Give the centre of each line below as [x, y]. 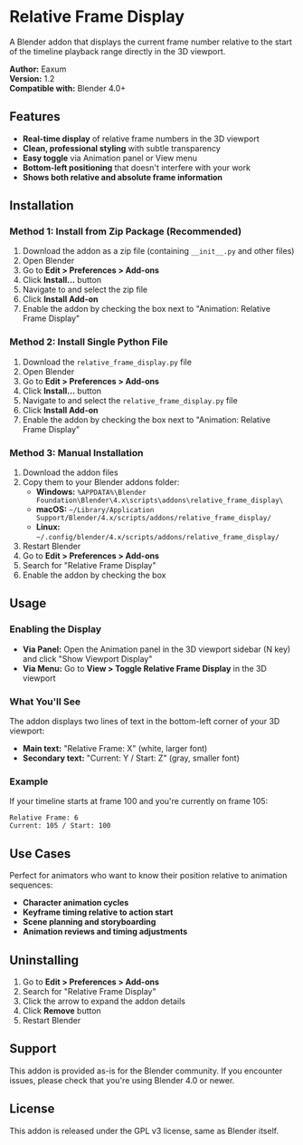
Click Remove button [62, 1010]
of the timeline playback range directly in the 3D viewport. [118, 51]
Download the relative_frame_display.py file [107, 362]
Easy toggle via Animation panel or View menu [109, 158]
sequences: [31, 885]
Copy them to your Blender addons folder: [101, 482]
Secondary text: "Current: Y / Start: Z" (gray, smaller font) [131, 758]
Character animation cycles [76, 903]
